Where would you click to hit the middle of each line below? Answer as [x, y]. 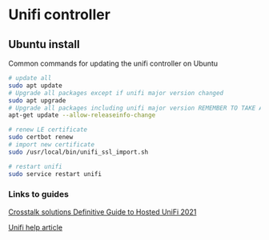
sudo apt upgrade [37, 100]
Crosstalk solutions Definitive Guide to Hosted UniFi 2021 [102, 212]
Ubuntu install [44, 44]
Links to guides [39, 194]
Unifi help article [35, 227]
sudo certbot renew [41, 138]
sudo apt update [35, 86]
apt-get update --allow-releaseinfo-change [82, 115]
